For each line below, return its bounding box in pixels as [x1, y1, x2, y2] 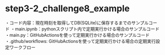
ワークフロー [9, 44, 36, 50]
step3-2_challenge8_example [5, 3, 130, 14]
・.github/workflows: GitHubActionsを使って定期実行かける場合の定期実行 [5, 38, 156, 44]
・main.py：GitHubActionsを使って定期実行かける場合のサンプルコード [5, 32, 150, 38]
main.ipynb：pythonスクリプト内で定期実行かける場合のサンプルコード [14, 26, 160, 32]
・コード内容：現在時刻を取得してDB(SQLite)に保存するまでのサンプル [5, 20, 149, 26]
